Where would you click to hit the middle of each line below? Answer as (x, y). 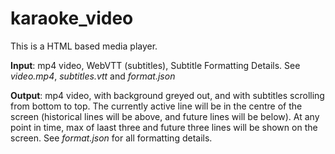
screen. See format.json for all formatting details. (111, 138)
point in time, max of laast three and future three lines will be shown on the (164, 127)
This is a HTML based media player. (84, 46)
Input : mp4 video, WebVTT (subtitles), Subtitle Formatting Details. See (155, 65)
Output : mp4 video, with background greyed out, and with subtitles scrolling (167, 95)
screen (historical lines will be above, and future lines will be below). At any (165, 116)
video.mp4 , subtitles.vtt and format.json (93, 76)
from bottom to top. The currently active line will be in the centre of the (156, 106)
